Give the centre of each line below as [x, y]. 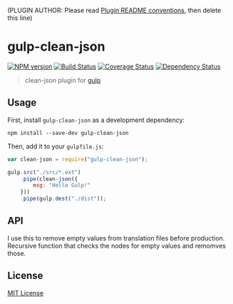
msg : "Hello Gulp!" [62, 186]
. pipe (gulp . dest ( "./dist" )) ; [63, 199]
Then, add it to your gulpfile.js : [56, 146]
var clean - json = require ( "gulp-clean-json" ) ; [78, 159]
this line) [20, 18]
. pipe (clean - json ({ [49, 179]
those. [17, 253]
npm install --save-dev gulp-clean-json [68, 133]
